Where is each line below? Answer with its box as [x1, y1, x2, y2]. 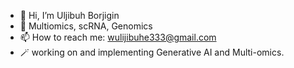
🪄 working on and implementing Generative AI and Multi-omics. [19, 46, 285, 58]
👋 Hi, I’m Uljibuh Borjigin [19, 10, 120, 21]
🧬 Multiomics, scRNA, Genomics [19, 20, 153, 32]
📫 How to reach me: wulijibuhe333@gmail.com [19, 31, 217, 43]
